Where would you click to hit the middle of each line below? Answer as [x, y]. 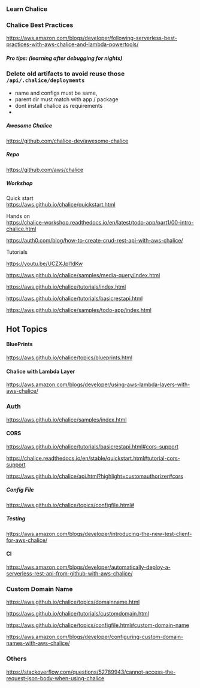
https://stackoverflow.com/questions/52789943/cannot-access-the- [91, 672]
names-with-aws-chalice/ [38, 643]
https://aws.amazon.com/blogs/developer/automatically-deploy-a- [88, 567]
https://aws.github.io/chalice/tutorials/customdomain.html [78, 614]
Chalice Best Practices [40, 25]
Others [16, 659]
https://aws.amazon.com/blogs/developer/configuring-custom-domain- [95, 637]
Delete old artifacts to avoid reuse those [66, 74]
